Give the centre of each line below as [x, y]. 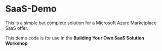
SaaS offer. [17, 28]
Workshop [16, 43]
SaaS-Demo [31, 9]
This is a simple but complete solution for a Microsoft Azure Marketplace [81, 23]
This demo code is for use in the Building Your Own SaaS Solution [75, 38]
